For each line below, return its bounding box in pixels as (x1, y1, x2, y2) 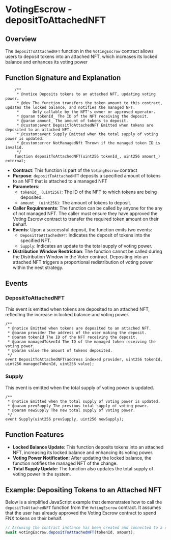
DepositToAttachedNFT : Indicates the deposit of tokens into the (20, 232, 151, 238)
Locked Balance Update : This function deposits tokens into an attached (12, 444, 164, 450)
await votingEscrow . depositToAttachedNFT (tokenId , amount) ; (5, 530, 136, 535)
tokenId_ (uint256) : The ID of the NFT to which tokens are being (20, 189, 157, 195)
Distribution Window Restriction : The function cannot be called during (12, 248, 162, 254)
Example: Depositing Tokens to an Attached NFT (5, 486, 162, 494)
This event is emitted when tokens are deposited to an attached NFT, (5, 306, 150, 312)
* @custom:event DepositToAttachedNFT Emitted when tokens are (16, 123, 154, 128)
